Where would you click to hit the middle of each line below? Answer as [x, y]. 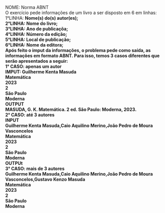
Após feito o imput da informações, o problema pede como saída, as [78, 50]
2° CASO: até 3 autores [30, 115]
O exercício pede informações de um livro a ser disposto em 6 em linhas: [81, 13]
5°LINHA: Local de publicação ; [38, 39]
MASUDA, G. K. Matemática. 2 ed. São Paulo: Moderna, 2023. [71, 109]
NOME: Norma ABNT [27, 7]
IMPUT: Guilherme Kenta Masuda [41, 72]
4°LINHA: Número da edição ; [36, 34]
